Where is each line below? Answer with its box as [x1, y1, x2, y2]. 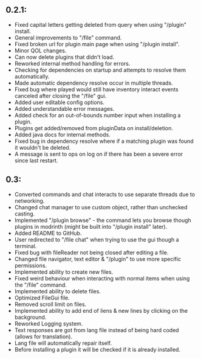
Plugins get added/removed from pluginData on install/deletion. [14, 124, 174, 131]
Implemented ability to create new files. [14, 268, 114, 276]
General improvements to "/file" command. [14, 33, 122, 41]
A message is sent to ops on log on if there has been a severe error [14, 150, 183, 158]
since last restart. [14, 156, 58, 164]
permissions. [14, 262, 47, 269]
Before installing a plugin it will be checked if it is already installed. [14, 346, 180, 353]
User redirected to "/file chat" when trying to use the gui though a [14, 235, 180, 243]
